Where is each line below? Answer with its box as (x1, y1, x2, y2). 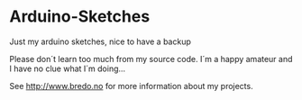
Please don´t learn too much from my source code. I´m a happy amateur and (9, 53, 293, 64)
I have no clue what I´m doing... (9, 63, 126, 74)
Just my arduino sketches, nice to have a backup (9, 36, 192, 47)
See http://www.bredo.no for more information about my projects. (9, 80, 254, 91)
